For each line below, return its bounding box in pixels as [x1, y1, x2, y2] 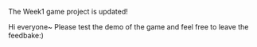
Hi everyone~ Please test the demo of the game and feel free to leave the [8, 22, 249, 31]
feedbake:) [8, 31, 44, 40]
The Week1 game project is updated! [8, 7, 129, 16]
